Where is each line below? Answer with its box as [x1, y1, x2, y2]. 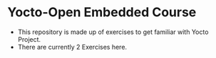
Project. [17, 35, 41, 43]
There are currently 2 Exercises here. [17, 42, 127, 51]
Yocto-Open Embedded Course [7, 4, 197, 21]
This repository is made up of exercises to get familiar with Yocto [17, 28, 209, 36]
